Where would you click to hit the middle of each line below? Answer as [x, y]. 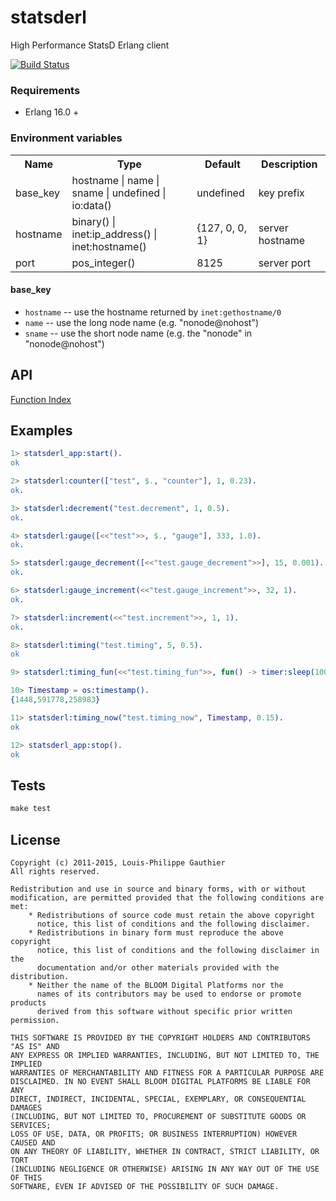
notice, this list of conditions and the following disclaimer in [178, 950]
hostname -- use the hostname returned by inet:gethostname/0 [153, 312]
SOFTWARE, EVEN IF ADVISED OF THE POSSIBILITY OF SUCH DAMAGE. [145, 1186]
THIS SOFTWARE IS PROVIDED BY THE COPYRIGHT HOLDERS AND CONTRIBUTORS [160, 1037]
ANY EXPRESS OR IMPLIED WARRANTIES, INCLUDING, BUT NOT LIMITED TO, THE [165, 1055]
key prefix [281, 193]
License [35, 839]
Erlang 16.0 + [52, 112]
